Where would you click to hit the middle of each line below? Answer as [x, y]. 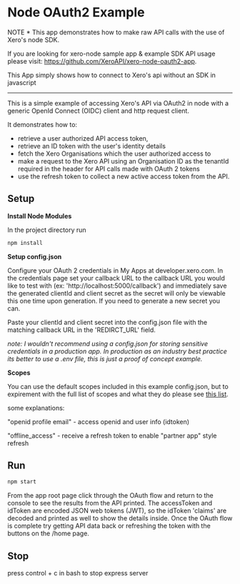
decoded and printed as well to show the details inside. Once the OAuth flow [120, 518]
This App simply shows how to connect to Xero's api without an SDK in [112, 75]
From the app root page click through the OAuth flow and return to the [110, 495]
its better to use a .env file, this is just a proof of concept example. [105, 358]
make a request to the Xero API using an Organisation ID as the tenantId [123, 161]
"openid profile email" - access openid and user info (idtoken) [99, 421]
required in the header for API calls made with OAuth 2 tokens [109, 168]
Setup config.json [35, 256]
